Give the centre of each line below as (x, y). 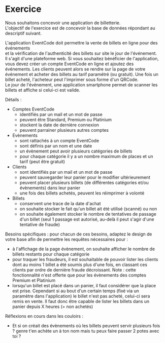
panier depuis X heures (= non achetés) (53, 306)
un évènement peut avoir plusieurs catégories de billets (76, 151)
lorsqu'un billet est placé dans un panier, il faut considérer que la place (84, 285)
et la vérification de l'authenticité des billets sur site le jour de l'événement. (81, 53)
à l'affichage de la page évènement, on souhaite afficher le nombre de (83, 249)
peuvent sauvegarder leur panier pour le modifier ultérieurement (85, 177)
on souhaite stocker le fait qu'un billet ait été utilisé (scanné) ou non (88, 209)
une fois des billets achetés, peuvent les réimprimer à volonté (82, 193)
